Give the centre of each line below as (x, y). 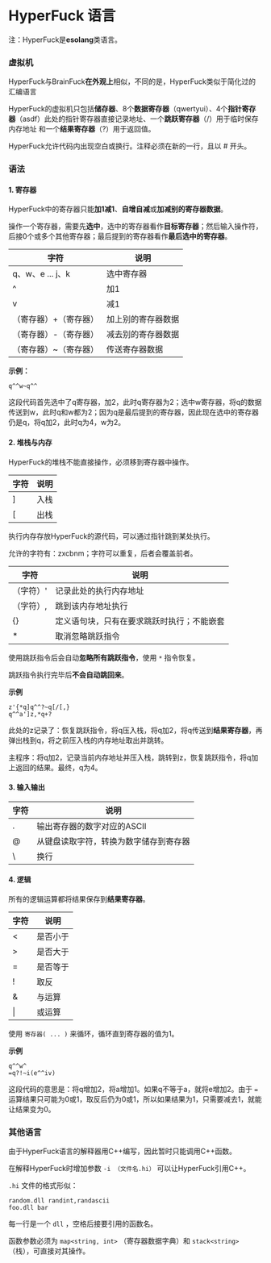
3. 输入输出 (27, 787)
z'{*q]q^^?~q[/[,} (39, 707)
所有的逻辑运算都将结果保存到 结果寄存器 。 (79, 898)
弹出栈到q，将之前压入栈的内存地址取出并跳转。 (88, 740)
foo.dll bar (28, 1208)
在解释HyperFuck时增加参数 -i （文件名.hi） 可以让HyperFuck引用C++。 (129, 1169)
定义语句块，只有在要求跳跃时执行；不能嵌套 (140, 621)
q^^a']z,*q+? (30, 714)
